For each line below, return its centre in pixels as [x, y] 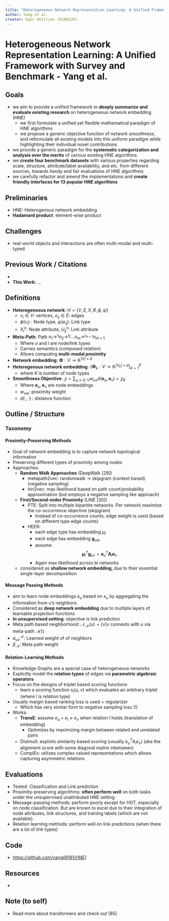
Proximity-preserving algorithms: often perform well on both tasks [81, 792]
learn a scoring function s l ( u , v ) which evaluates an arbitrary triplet [89, 690]
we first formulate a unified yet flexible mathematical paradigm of [88, 123]
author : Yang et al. [27, 15]
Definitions [23, 298]
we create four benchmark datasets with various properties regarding [86, 161]
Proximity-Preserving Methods [38, 440]
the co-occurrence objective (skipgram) [69, 511]
